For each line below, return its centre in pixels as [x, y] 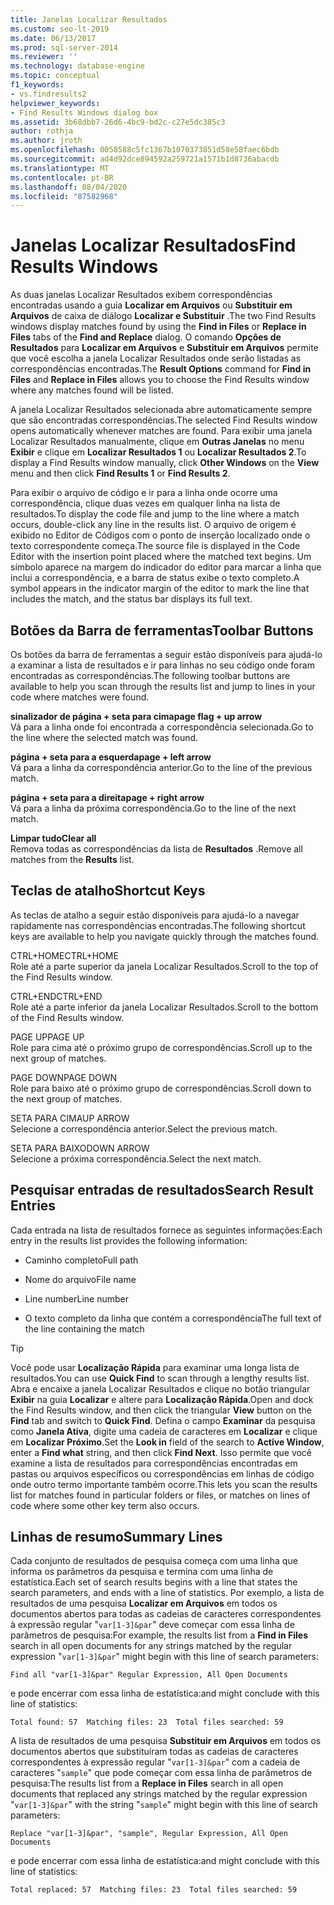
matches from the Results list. [72, 859]
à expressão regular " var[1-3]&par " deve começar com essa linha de [152, 1625]
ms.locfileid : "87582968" [64, 196]
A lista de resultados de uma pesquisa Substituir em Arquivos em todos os [166, 1741]
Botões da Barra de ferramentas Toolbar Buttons [162, 630]
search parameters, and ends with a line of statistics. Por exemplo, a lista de [167, 1593]
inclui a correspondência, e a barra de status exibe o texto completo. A [155, 578]
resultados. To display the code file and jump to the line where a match [155, 514]
